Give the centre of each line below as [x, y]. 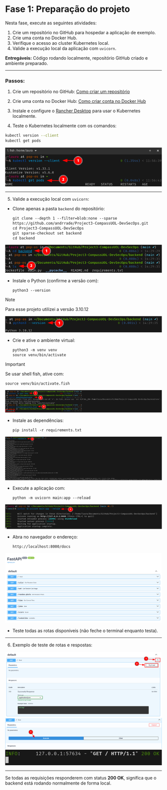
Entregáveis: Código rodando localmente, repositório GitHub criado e [77, 58]
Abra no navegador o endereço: [45, 537]
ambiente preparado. [27, 63]
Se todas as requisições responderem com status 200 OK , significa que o [81, 778]
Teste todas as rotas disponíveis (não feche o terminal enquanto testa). [85, 631]
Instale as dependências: [38, 420]
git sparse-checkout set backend [47, 233]
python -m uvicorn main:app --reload [51, 498]
